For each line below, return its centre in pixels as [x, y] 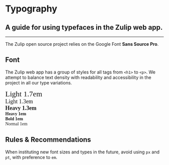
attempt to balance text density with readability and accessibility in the [78, 77]
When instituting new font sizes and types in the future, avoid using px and [82, 152]
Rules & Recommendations [48, 140]
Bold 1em [14, 119]
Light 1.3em [19, 101]
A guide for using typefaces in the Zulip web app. [84, 27]
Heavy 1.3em [21, 108]
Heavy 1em [16, 114]
